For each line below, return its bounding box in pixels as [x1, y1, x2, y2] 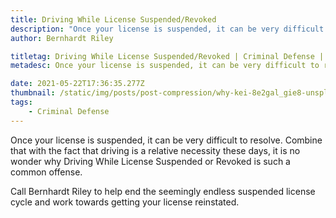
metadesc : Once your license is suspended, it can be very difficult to [10, 61, 320, 71]
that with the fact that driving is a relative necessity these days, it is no [10, 144, 301, 156]
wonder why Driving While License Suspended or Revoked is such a [10, 155, 291, 167]
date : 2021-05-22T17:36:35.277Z [10, 79, 145, 89]
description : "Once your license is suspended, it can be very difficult [10, 24, 325, 34]
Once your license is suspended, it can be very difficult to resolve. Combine [10, 134, 323, 146]
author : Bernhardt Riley [10, 33, 114, 43]
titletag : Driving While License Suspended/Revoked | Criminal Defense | [10, 51, 325, 61]
